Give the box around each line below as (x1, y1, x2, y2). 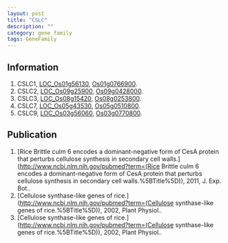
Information (7, 61, 59, 73)
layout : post (7, 10, 45, 17)
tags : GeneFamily (7, 36, 57, 43)
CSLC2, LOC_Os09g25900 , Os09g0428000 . (17, 87, 143, 95)
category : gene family (7, 29, 72, 37)
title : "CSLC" (7, 17, 48, 23)
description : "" (7, 23, 54, 30)
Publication (7, 129, 57, 141)
